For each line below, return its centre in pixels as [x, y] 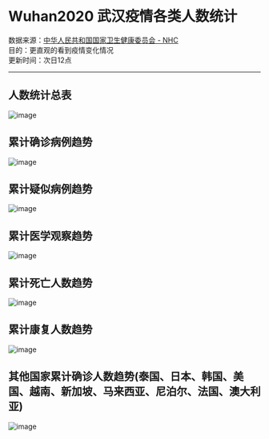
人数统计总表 [40, 96]
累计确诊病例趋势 [50, 142]
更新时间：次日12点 [40, 60]
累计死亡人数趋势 [50, 283]
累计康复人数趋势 [50, 330]
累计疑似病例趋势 [50, 189]
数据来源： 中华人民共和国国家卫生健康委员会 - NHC [93, 40]
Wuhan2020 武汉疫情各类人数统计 [123, 16]
